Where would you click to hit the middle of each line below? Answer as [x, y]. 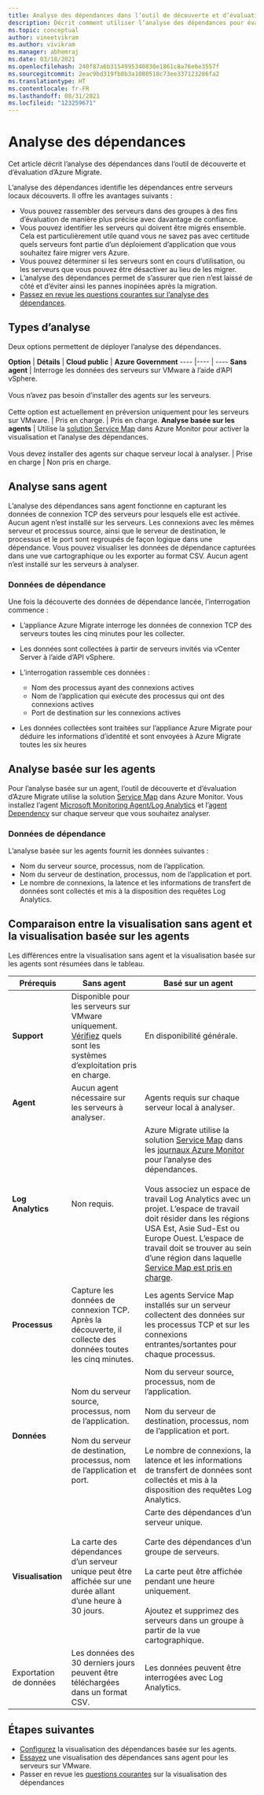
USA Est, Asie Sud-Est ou [192, 1228]
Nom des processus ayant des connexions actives [113, 687]
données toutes [100, 1349]
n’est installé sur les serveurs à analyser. [73, 564]
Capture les [92, 1290]
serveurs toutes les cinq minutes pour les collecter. [102, 633]
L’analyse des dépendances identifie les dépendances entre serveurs [121, 188]
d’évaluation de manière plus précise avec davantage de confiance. [128, 219]
